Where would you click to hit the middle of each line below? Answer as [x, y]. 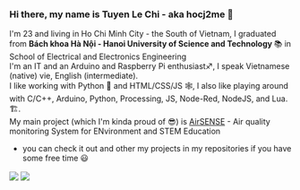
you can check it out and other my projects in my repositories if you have [157, 149]
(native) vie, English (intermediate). [74, 76]
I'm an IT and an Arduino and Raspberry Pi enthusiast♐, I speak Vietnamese [150, 66]
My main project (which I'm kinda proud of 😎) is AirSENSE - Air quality [140, 122]
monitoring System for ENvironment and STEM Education [115, 131]
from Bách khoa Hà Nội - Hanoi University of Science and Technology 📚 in [150, 44]
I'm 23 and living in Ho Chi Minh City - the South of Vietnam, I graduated [143, 34]
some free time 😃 [56, 158]
